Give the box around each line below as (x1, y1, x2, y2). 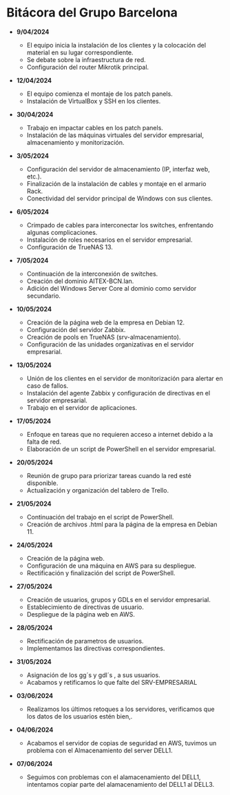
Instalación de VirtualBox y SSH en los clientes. (26, 96, 161, 105)
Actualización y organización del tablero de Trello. (26, 486, 169, 494)
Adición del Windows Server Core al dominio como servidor (26, 284, 197, 292)
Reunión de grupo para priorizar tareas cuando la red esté (26, 471, 192, 479)
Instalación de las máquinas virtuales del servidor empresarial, (26, 131, 205, 139)
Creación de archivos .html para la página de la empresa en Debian (26, 520, 218, 528)
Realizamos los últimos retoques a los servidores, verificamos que (26, 705, 215, 713)
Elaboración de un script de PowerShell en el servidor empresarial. (26, 444, 216, 453)
